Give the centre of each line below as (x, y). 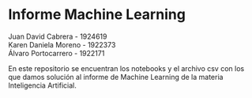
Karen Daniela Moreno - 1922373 (62, 44)
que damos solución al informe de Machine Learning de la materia (116, 77)
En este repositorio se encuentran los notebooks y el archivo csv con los (126, 68)
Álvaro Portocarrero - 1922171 (56, 53)
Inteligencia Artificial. (42, 85)
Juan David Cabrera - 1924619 (58, 36)
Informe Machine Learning (97, 15)
